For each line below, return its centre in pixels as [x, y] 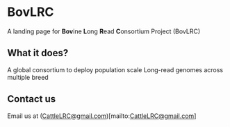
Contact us [32, 99]
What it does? [38, 53]
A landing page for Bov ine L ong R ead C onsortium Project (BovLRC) [104, 31]
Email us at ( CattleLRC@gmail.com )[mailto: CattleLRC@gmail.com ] [102, 116]
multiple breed [28, 77]
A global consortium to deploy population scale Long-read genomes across [115, 69]
